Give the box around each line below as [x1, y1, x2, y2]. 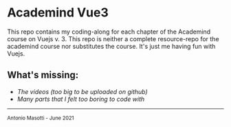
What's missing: [7, 69, 79, 81]
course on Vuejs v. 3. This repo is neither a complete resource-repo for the [7, 34, 219, 43]
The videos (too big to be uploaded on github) [16, 87, 148, 95]
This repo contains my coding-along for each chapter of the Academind [7, 27, 211, 36]
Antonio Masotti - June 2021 [7, 115, 74, 122]
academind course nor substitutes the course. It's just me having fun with [7, 42, 216, 50]
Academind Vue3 [7, 5, 109, 21]
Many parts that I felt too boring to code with [16, 95, 145, 103]
